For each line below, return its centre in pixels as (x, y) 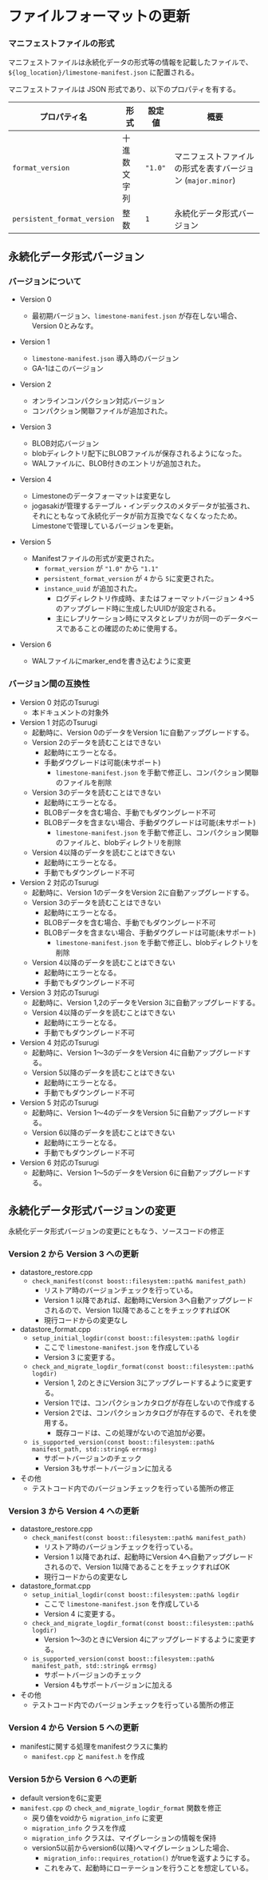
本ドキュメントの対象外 (70, 712)
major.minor (210, 181)
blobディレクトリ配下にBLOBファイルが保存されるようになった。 (139, 454)
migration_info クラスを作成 (79, 1828)
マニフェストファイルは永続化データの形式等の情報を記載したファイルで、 (130, 62)
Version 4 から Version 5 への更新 (74, 1727)
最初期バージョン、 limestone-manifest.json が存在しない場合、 (136, 316)
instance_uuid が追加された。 (93, 588)
